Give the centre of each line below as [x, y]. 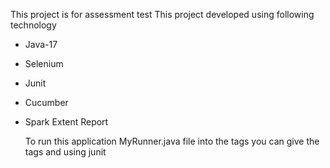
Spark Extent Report [66, 122]
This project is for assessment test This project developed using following [162, 14]
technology [33, 25]
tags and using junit [65, 152]
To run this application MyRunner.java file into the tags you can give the [172, 141]
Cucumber [46, 102]
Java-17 [41, 44]
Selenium [44, 63]
